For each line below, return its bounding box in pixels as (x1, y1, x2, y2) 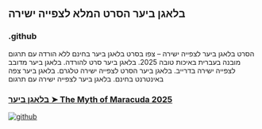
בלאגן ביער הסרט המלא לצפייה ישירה (8, 7, 186, 21)
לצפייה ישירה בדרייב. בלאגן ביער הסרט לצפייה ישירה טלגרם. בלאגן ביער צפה (8, 66, 236, 75)
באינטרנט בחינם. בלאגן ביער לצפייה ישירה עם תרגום (8, 74, 164, 83)
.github (8, 31, 37, 42)
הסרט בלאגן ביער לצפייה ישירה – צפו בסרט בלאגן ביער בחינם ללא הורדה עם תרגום (8, 48, 255, 59)
